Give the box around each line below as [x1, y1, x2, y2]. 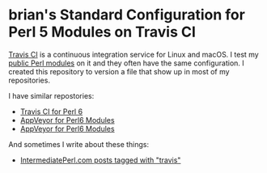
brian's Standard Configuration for [8, 6, 245, 24]
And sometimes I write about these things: [8, 139, 150, 149]
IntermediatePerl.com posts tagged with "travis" [19, 155, 181, 165]
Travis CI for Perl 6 [19, 107, 83, 116]
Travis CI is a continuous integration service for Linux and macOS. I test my [8, 49, 259, 59]
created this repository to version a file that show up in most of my [8, 66, 230, 76]
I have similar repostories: [8, 91, 95, 100]
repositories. [8, 75, 51, 85]
